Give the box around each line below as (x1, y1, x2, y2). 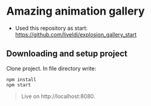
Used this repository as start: (15, 24, 88, 32)
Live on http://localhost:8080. (21, 93, 96, 100)
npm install (6, 76, 36, 83)
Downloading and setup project (6, 49, 128, 59)
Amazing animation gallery (6, 4, 145, 18)
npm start (6, 82, 32, 88)
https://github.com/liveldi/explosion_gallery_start (15, 30, 137, 38)
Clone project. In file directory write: (6, 65, 96, 72)
